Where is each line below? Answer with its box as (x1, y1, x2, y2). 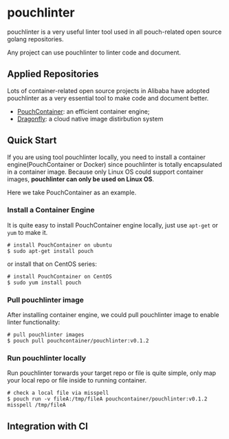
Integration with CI (7, 420, 88, 432)
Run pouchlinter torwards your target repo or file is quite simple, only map (7, 369, 217, 377)
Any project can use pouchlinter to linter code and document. (7, 48, 181, 57)
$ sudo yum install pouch (7, 279, 81, 286)
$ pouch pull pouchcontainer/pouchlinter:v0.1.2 (7, 338, 149, 345)
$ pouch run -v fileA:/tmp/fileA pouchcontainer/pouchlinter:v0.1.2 (7, 396, 208, 402)
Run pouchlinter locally (7, 354, 87, 363)
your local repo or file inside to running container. (7, 376, 146, 385)
